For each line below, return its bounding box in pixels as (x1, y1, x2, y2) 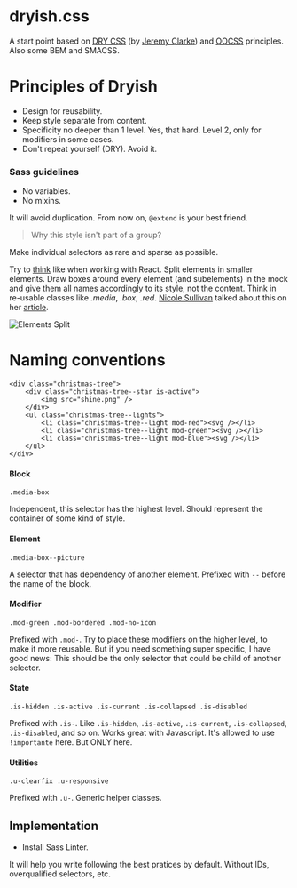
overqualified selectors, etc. (9, 868, 111, 879)
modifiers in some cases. (21, 133, 114, 144)
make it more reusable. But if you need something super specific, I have (9, 643, 272, 654)
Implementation (9, 818, 99, 833)
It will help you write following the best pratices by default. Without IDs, (9, 859, 270, 869)
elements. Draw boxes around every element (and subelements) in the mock (9, 274, 288, 284)
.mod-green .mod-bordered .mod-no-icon (9, 618, 157, 628)
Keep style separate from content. (21, 115, 147, 125)
